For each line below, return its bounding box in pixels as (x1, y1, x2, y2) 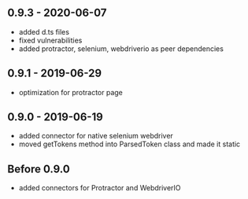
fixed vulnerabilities (18, 35, 83, 45)
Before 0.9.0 (7, 162, 70, 175)
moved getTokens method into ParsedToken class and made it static (18, 139, 241, 149)
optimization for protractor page (18, 87, 124, 97)
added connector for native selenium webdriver (18, 131, 174, 141)
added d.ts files (18, 27, 70, 36)
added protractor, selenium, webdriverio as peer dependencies (18, 43, 224, 53)
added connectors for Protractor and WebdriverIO (18, 183, 182, 193)
